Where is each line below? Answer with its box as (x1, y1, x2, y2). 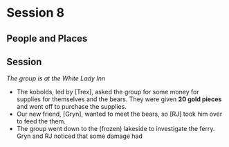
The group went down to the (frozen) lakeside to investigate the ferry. (16, 125, 215, 133)
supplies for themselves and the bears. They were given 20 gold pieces (16, 95, 222, 103)
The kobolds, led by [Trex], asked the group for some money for (16, 88, 200, 96)
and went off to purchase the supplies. (16, 103, 127, 111)
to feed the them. (16, 117, 66, 126)
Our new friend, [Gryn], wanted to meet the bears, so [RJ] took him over (16, 110, 223, 119)
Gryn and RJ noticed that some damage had (16, 132, 143, 140)
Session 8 (6, 5, 65, 21)
